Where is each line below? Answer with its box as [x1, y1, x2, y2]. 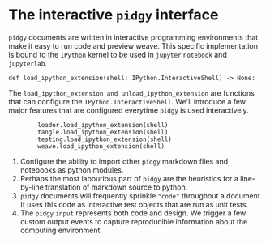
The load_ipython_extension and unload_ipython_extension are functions [8, 87, 255, 98]
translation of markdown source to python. [45, 182, 188, 192]
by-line [19, 182, 45, 192]
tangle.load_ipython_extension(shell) [37, 128, 169, 136]
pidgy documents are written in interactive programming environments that [8, 32, 259, 42]
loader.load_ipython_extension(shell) [37, 121, 169, 129]
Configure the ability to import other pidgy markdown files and [19, 156, 229, 166]
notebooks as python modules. [19, 164, 124, 175]
